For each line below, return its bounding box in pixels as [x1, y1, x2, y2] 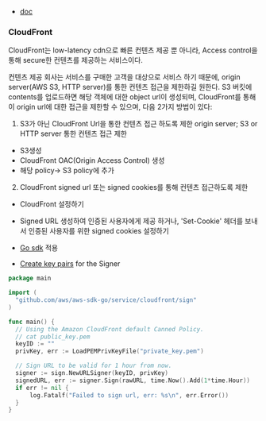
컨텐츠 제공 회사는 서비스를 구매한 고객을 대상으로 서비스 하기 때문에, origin [8, 72, 241, 82]
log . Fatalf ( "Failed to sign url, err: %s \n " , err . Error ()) [29, 391, 229, 400]
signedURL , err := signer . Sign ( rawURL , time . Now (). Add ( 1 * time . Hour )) [15, 377, 250, 384]
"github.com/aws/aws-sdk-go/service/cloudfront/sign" [15, 296, 197, 304]
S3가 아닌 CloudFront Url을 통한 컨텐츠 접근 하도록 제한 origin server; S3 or [19, 119, 258, 129]
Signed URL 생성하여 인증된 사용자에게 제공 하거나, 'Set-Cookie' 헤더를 [19, 216, 244, 226]
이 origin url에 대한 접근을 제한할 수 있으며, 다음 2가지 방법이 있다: [8, 102, 213, 112]
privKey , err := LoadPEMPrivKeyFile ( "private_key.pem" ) [15, 347, 204, 356]
